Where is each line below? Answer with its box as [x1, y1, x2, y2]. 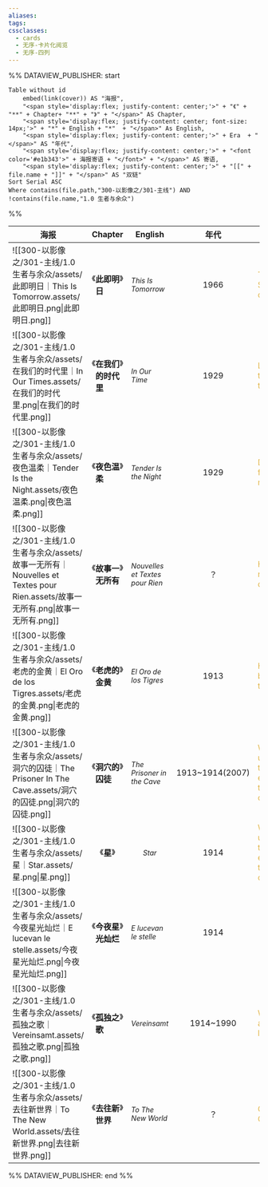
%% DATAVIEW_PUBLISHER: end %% [8, 1171, 133, 1180]
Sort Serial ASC [8, 178, 62, 186]
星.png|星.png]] [12, 872, 71, 882]
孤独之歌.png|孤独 [12, 1041, 80, 1052]
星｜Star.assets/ [12, 860, 73, 870]
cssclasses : [8, 26, 48, 34]
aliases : [8, 11, 37, 20]
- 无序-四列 [15, 49, 50, 57]
